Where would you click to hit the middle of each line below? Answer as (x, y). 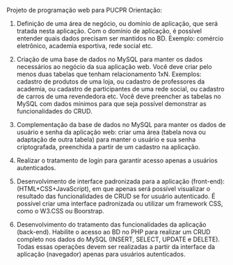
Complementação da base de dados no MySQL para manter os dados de (121, 124)
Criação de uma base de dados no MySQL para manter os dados (110, 59)
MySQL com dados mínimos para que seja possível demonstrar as (111, 104)
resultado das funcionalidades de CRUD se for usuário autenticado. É (116, 196)
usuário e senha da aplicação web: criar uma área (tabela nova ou (111, 132)
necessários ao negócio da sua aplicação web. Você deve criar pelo (114, 67)
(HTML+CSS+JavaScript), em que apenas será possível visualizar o (113, 189)
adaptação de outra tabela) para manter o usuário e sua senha (106, 139)
